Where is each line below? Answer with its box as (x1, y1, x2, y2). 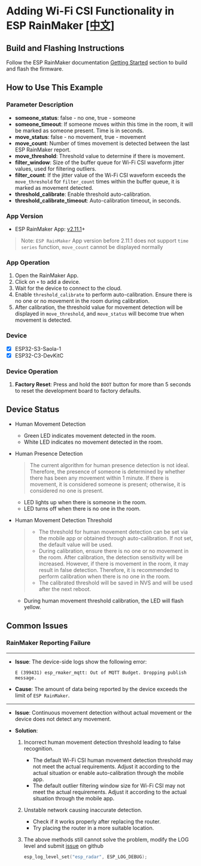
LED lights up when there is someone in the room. (23, 498, 147, 505)
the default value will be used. (38, 541, 113, 548)
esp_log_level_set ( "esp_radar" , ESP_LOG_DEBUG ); (23, 853, 148, 860)
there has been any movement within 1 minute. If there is (29, 474, 169, 482)
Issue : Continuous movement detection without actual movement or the (14, 708, 192, 716)
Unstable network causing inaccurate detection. (23, 806, 142, 813)
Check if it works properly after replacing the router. (32, 817, 161, 825)
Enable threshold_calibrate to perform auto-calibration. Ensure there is (14, 291, 193, 298)
